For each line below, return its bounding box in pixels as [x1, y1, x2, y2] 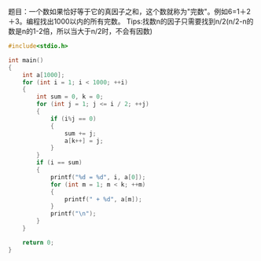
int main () [8, 56, 44, 64]
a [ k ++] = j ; [64, 137, 104, 145]
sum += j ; [64, 129, 97, 138]
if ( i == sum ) [36, 159, 83, 167]
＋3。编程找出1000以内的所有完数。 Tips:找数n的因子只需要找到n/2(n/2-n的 [8, 17, 254, 26]
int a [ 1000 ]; [22, 71, 65, 79]
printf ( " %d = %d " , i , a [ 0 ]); [50, 173, 146, 181]
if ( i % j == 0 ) [50, 115, 97, 123]
